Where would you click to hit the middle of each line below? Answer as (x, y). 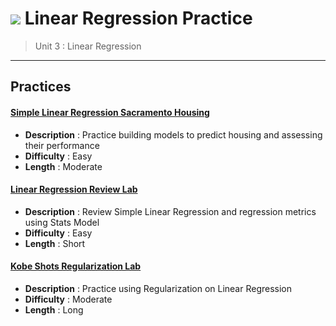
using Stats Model (62, 222)
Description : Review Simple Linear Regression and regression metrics (170, 211)
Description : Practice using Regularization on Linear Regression (158, 288)
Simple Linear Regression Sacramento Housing (110, 112)
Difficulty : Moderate (68, 299)
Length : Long (54, 309)
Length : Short (55, 243)
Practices (41, 87)
